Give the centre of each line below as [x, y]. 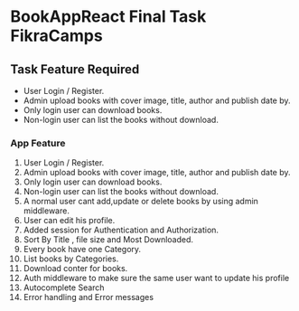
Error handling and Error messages [89, 297]
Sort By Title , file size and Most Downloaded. [108, 240]
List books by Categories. [71, 259]
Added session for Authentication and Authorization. [121, 230]
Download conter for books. [75, 269]
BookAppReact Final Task [108, 17]
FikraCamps [56, 36]
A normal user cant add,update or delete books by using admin [140, 202]
